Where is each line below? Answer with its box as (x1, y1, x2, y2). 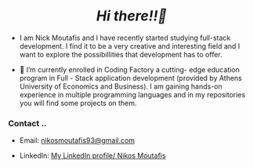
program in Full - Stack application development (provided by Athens (19, 73, 243, 82)
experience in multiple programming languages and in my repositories (19, 89, 246, 99)
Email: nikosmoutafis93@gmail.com (19, 136, 136, 145)
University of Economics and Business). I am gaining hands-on (19, 82, 222, 91)
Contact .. (8, 118, 47, 129)
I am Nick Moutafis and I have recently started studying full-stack (19, 33, 231, 42)
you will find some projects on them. (19, 98, 137, 108)
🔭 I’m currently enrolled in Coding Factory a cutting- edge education (19, 64, 240, 74)
